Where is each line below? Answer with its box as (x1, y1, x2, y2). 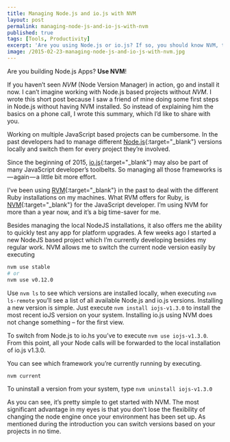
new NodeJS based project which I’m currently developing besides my (7, 235, 207, 244)
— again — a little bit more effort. (7, 172, 97, 181)
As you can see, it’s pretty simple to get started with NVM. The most (7, 398, 200, 406)
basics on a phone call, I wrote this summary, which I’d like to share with (7, 109, 211, 117)
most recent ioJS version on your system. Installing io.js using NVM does (7, 310, 213, 319)
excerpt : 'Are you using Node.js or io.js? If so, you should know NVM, (7, 42, 219, 49)
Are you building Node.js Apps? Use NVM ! (7, 67, 127, 75)
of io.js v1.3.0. (7, 346, 46, 354)
